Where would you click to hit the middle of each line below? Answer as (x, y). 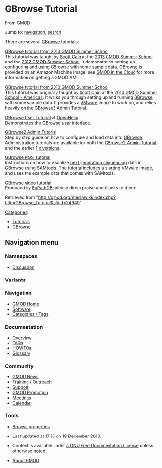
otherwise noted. (29, 451)
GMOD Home (26, 304)
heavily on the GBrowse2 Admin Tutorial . (46, 108)
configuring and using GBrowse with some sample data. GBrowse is (74, 67)
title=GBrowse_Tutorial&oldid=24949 (42, 202)
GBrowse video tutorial (28, 183)
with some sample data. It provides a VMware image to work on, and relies (81, 102)
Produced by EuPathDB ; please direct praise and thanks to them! (71, 187)
